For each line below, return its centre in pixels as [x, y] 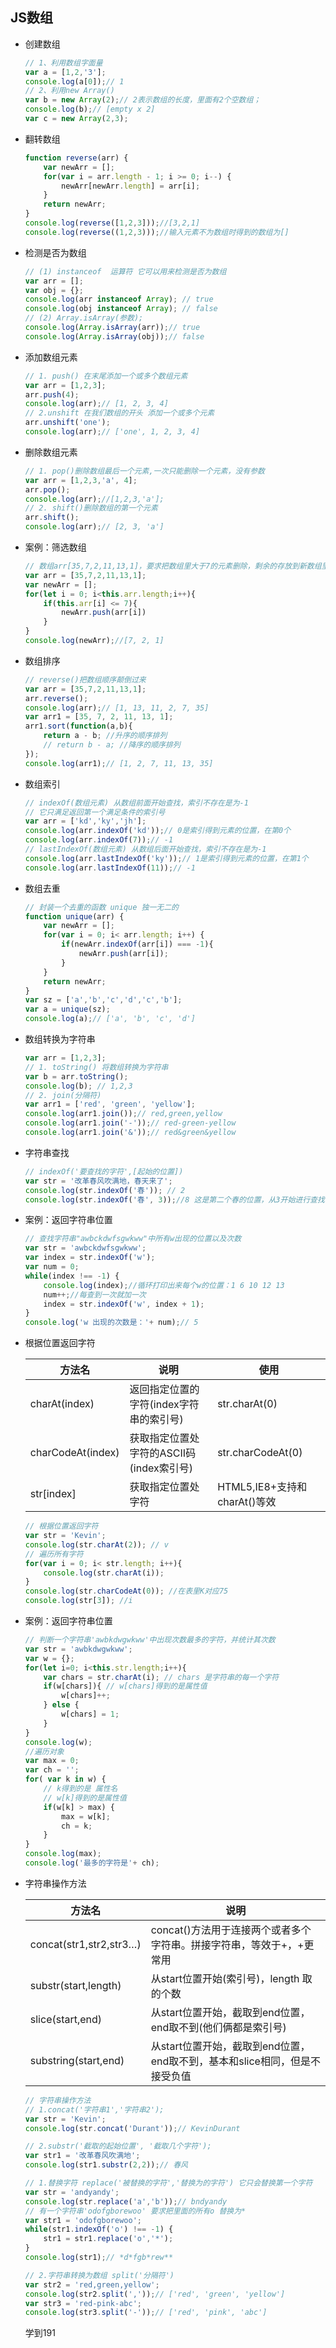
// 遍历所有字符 [54, 1554]
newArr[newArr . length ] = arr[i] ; [131, 186]
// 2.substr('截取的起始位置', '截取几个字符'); [118, 2146]
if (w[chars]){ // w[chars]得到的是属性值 [125, 1686]
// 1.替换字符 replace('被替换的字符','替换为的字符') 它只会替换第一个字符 [168, 2183]
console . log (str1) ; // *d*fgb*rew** [99, 2258]
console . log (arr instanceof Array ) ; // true [119, 299]
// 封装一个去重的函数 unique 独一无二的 [102, 907]
